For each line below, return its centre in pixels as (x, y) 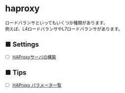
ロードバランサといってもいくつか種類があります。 (56, 23)
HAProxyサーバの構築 (34, 57)
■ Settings (22, 45)
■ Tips (16, 73)
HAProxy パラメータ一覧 (37, 85)
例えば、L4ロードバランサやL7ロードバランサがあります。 (64, 29)
